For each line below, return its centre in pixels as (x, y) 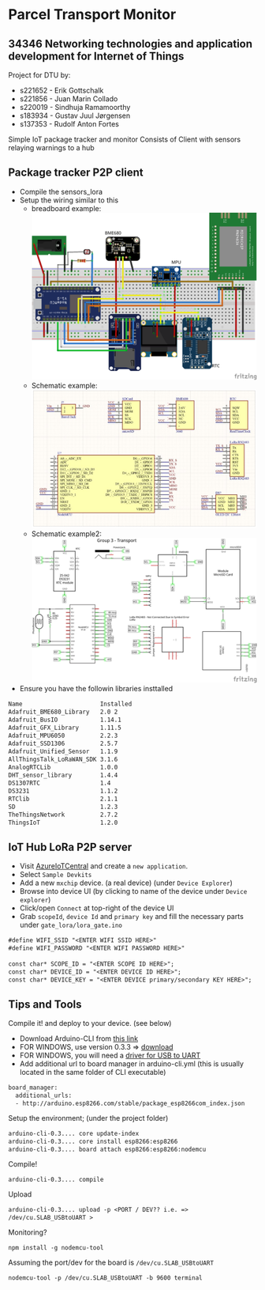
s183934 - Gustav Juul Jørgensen (75, 115)
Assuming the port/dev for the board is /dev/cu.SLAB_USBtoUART (111, 1262)
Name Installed (70, 704)
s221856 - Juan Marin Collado (69, 99)
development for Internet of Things (96, 56)
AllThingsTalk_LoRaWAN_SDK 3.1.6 (63, 760)
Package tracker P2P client (76, 173)
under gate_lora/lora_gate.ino (71, 925)
